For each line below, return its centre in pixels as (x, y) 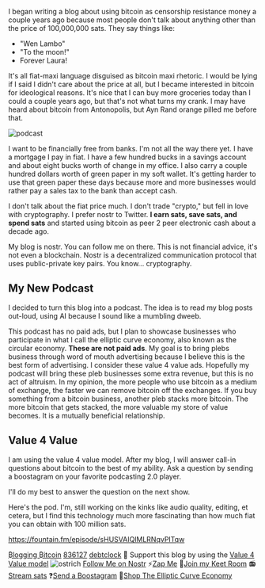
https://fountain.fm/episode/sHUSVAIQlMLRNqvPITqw (97, 539)
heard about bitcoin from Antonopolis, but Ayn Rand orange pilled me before (132, 109)
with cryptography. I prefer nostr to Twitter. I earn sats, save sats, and (123, 214)
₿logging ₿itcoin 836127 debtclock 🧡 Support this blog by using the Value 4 (131, 555)
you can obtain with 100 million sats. (67, 524)
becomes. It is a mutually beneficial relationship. (87, 415)
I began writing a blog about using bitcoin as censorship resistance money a (132, 11)
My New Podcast (51, 288)
